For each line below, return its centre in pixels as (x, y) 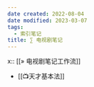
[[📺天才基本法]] (41, 76)
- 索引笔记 (28, 34)
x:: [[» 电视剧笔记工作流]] (44, 62)
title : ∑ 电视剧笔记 (35, 40)
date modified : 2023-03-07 (47, 21)
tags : (15, 27)
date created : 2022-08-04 (46, 14)
